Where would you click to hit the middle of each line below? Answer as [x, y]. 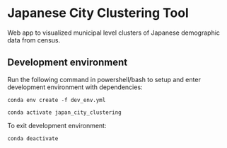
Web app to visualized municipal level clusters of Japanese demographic [114, 33]
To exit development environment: [57, 125]
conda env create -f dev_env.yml [57, 100]
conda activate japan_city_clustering [64, 112]
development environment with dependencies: [75, 87]
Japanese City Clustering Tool [98, 13]
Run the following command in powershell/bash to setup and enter [104, 79]
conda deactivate [33, 138]
